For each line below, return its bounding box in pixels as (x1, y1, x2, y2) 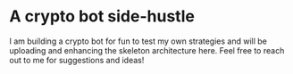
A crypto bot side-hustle (9, 6, 195, 27)
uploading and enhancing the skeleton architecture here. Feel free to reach (9, 45, 285, 55)
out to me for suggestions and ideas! (9, 54, 145, 65)
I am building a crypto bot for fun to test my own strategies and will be (9, 36, 268, 46)
